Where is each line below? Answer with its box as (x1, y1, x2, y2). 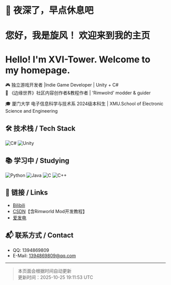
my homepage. (5, 64, 70, 76)
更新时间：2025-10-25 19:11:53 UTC (17, 274, 93, 280)
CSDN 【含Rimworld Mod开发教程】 (12, 208, 88, 214)
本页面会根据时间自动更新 (17, 268, 72, 274)
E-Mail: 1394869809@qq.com (12, 252, 76, 258)
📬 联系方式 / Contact (5, 231, 74, 240)
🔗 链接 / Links (5, 188, 48, 197)
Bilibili (12, 202, 25, 208)
